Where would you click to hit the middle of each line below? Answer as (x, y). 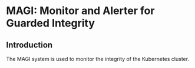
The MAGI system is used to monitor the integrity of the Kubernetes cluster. (98, 59)
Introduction (29, 45)
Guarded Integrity (51, 23)
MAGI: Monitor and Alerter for (80, 11)
